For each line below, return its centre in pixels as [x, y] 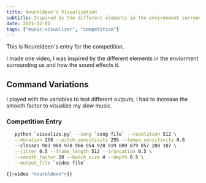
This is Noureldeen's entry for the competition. [65, 47]
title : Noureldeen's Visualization [52, 12]
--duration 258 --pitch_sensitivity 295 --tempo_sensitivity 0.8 [100, 140]
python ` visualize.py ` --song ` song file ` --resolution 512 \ [95, 134]
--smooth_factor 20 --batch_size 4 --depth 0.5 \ [79, 157]
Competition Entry [34, 122]
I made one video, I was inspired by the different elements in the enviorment [102, 58]
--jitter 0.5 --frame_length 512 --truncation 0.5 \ [83, 151]
